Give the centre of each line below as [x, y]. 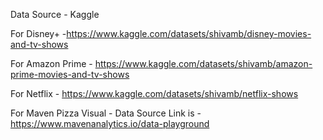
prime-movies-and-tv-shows [70, 74]
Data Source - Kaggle [55, 14]
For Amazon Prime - [51, 63]
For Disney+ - [38, 33]
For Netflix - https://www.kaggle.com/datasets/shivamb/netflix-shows [154, 93]
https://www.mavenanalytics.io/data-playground [110, 123]
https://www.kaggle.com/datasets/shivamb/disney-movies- [189, 33]
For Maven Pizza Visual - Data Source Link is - [106, 113]
